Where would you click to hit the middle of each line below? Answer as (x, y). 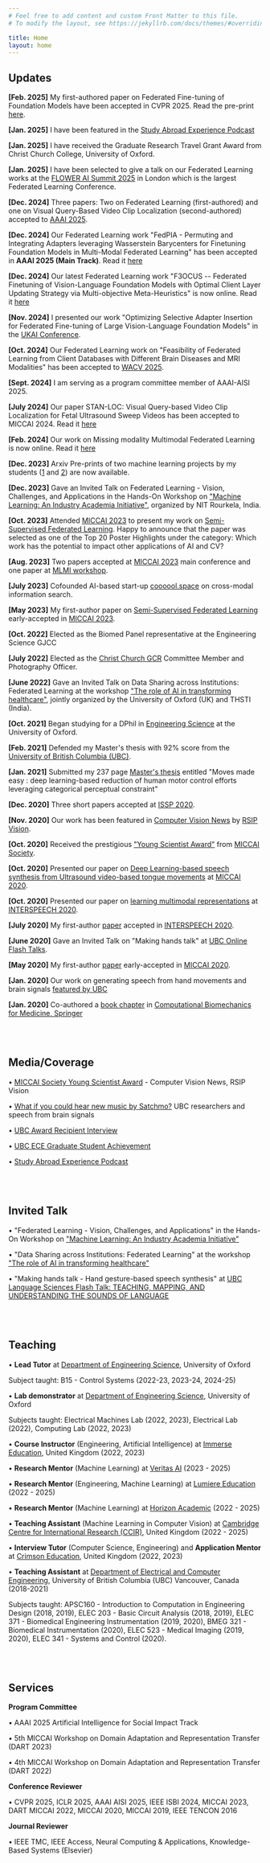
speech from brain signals (51, 1114)
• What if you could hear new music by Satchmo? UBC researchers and (127, 1106)
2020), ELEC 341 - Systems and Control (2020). (88, 1639)
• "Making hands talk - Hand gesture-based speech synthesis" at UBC (125, 1278)
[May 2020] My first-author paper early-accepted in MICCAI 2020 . (119, 965)
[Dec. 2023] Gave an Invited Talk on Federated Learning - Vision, (117, 488)
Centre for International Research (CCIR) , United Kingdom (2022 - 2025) (129, 1532)
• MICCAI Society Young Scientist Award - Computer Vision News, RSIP (127, 1082)
